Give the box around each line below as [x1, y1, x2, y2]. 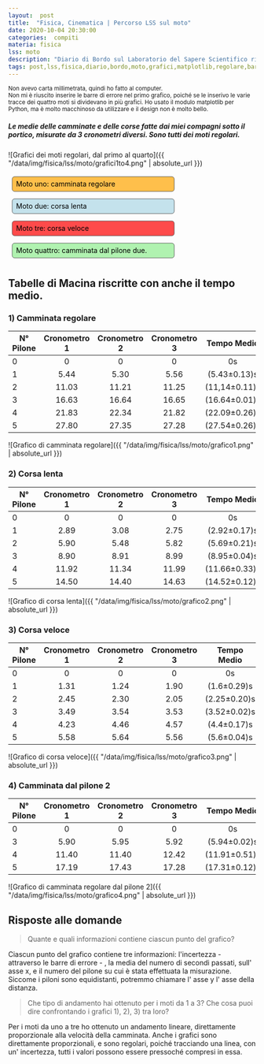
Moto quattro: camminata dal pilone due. [16, 245, 148, 255]
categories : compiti [8, 33, 79, 42]
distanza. [8, 983, 38, 993]
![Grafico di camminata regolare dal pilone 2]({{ [8, 882, 162, 891]
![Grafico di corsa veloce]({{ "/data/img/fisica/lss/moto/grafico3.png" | [8, 752, 237, 761]
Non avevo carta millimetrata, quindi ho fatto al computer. [8, 84, 163, 92]
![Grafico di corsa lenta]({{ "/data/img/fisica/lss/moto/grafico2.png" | [8, 596, 232, 605]
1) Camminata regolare [8, 313, 97, 324]
